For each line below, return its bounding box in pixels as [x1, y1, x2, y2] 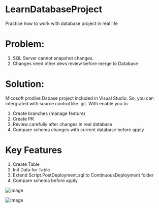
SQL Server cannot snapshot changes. [12, 55, 94, 61]
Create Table [12, 161, 40, 167]
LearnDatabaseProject [5, 4, 103, 15]
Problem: [5, 38, 45, 50]
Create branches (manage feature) [12, 110, 85, 116]
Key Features [5, 144, 62, 156]
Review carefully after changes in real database [12, 121, 113, 127]
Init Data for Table [12, 166, 50, 172]
